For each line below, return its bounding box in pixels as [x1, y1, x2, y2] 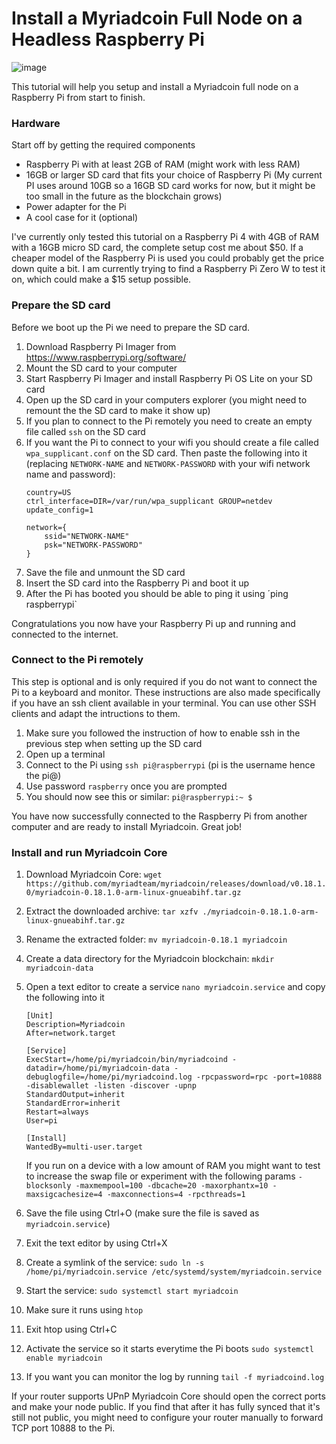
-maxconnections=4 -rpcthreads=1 [106, 1190, 246, 1200]
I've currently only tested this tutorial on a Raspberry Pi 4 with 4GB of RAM [11, 231, 320, 243]
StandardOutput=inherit [25, 1090, 126, 1100]
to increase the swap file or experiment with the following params [25, 1170, 296, 1182]
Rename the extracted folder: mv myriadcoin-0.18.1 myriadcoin [25, 933, 288, 946]
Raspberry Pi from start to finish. [11, 91, 146, 103]
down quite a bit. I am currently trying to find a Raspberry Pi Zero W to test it [11, 263, 326, 275]
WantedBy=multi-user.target [25, 1142, 143, 1152]
